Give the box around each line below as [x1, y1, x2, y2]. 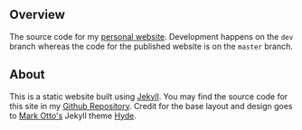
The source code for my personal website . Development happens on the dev [9, 31, 294, 42]
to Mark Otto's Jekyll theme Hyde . [9, 110, 137, 121]
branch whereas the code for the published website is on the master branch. [9, 41, 294, 51]
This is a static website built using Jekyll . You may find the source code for [9, 90, 288, 102]
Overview [9, 7, 66, 23]
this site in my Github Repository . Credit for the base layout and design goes [9, 100, 293, 111]
